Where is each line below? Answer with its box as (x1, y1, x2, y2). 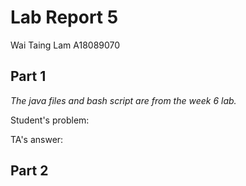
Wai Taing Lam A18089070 (10, 39, 121, 51)
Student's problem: (10, 114, 90, 126)
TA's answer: (10, 133, 64, 145)
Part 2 (10, 162, 49, 180)
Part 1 (10, 68, 47, 85)
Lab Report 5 (10, 6, 119, 29)
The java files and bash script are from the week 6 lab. (10, 94, 237, 106)
